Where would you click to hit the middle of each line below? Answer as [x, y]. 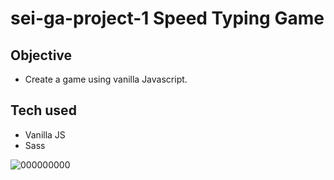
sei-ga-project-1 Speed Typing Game [167, 18]
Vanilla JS [45, 134]
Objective [41, 55]
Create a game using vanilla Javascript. [106, 79]
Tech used [43, 110]
